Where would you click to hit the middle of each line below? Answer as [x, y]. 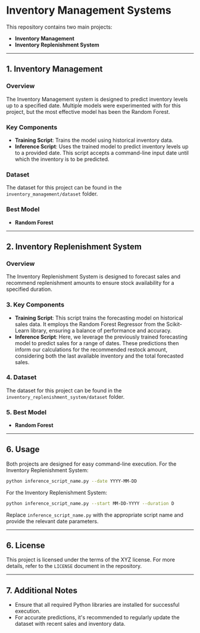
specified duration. [29, 289]
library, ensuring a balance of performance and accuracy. [101, 330]
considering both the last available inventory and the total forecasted [99, 356]
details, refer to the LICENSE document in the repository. [74, 566]
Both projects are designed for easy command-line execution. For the [91, 464]
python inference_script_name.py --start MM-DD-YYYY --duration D [90, 503]
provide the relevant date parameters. [52, 521]
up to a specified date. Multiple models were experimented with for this [93, 105]
